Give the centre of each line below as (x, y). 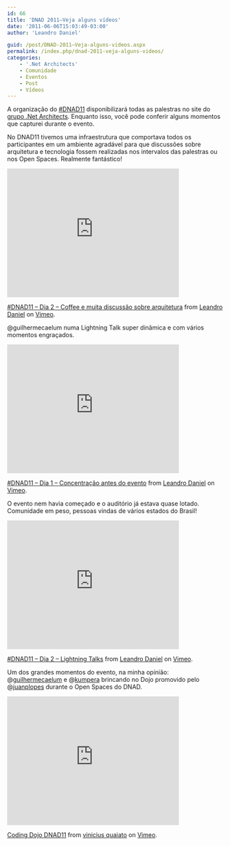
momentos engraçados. (41, 335)
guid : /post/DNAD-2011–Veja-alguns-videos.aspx (77, 45)
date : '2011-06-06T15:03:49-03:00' (58, 26)
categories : (24, 58)
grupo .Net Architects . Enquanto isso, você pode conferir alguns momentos (114, 117)
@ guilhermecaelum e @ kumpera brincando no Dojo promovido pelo (103, 680)
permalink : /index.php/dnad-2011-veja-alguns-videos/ (86, 52)
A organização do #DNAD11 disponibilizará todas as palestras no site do (109, 109)
